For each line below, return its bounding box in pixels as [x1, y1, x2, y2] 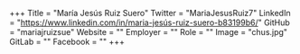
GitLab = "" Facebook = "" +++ [9, 36, 125, 47]
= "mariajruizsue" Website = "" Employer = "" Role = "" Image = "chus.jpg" [9, 27, 287, 37]
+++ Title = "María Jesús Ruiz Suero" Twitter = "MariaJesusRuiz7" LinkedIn [9, 8, 291, 18]
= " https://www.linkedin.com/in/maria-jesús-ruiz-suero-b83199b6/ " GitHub [9, 17, 291, 28]
